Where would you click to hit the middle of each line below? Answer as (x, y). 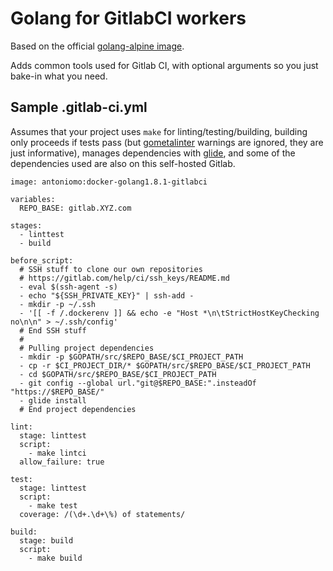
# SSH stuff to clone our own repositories (111, 269)
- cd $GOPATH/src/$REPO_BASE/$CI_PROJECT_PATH (118, 374)
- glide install (53, 400)
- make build (55, 558)
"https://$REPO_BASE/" (57, 392)
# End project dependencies (78, 409)
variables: (33, 199)
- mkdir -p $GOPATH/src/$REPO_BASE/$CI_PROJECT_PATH (131, 357)
